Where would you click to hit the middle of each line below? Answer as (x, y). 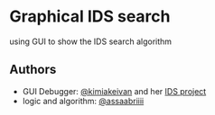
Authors (33, 70)
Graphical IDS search (90, 17)
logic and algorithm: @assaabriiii (83, 101)
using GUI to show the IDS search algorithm (91, 41)
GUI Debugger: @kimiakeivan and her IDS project (114, 91)
